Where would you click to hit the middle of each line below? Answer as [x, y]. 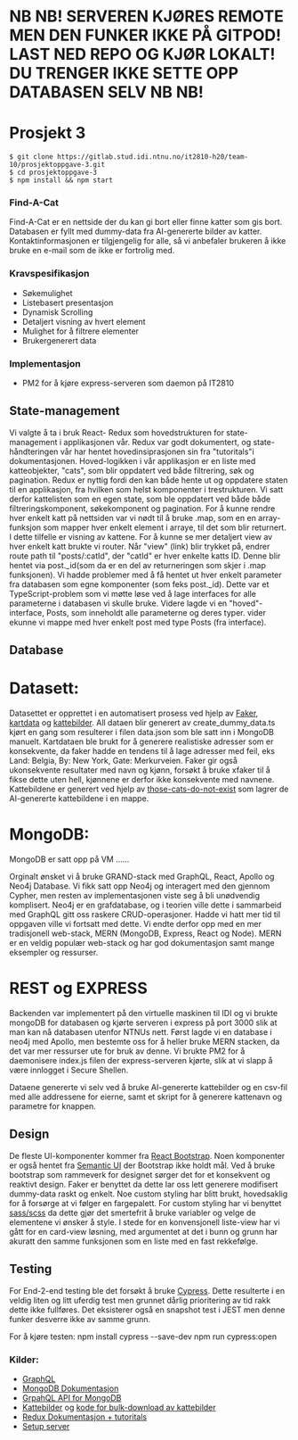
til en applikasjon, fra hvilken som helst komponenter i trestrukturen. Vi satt [146, 489]
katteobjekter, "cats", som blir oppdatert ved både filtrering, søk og [132, 470]
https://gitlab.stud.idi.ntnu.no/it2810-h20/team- [153, 157]
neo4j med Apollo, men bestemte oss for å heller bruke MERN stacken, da [145, 1042]
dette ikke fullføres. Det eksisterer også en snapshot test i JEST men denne [147, 1310]
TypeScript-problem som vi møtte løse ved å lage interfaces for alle [133, 593]
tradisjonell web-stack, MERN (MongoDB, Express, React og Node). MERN [145, 933]
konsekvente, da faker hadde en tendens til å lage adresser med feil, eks [142, 751]
